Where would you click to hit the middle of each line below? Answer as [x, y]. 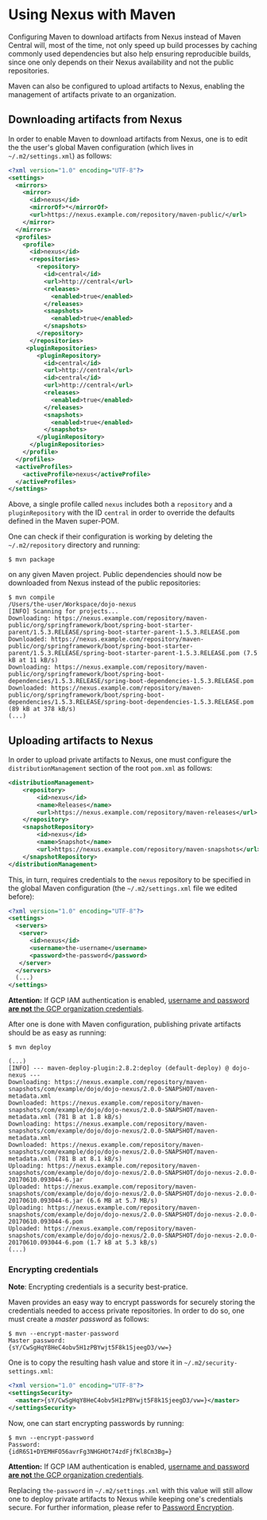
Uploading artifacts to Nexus [81, 740]
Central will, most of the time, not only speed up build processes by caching [133, 45]
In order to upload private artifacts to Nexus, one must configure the [120, 760]
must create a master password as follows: [79, 1319]
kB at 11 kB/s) [33, 660]
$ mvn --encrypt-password [51, 1438]
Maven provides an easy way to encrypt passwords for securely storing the [132, 1302]
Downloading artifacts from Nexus [95, 120]
